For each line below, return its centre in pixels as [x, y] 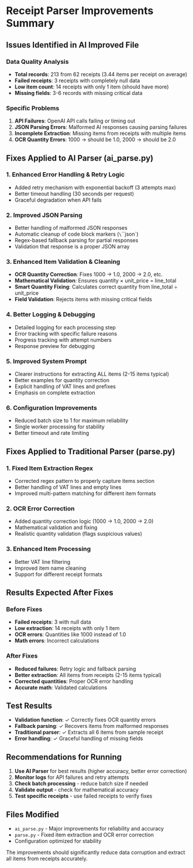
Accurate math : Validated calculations [61, 687]
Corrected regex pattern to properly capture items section [85, 481]
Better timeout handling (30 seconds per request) [74, 193]
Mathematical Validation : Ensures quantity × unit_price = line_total [95, 281]
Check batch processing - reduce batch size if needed [81, 784]
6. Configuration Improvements [52, 407]
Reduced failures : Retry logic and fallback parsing [75, 669]
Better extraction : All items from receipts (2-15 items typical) [88, 675]
